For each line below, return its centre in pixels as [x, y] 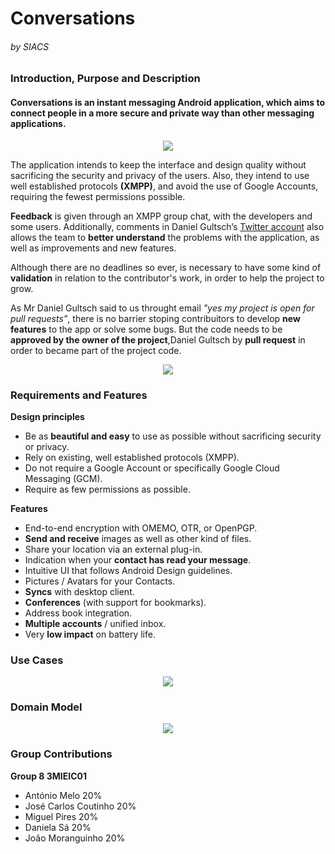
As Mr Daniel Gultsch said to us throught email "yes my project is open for [162, 308]
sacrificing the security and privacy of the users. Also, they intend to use [160, 175]
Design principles [47, 416]
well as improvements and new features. [93, 248]
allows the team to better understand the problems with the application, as [165, 237]
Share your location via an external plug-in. [113, 549]
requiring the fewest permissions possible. [98, 196]
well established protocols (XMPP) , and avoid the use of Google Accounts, [164, 186]
